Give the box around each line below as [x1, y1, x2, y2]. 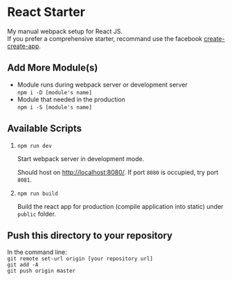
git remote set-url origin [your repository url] [7, 255, 154, 262]
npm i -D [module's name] [17, 89, 92, 96]
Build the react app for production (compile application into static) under [17, 202, 224, 210]
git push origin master [7, 268, 76, 275]
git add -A [7, 262, 39, 269]
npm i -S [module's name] [17, 103, 92, 111]
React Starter [7, 4, 85, 20]
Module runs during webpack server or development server [17, 80, 188, 89]
